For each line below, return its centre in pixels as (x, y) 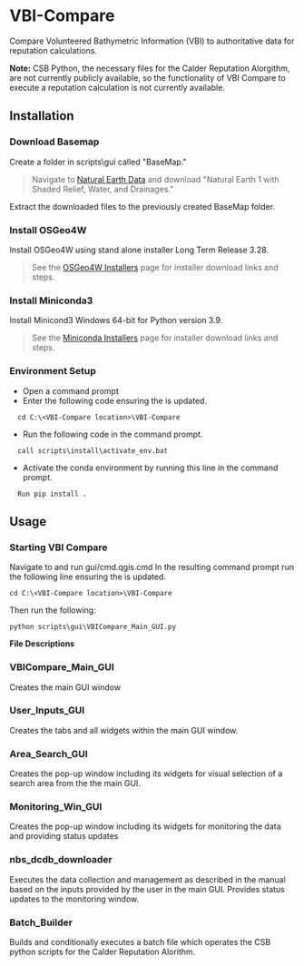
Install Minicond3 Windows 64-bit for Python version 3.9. (116, 320)
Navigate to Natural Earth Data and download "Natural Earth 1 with (155, 179)
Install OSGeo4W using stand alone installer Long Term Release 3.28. (139, 250)
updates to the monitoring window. (74, 899)
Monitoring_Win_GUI (56, 807)
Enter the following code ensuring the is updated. (114, 400)
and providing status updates (64, 836)
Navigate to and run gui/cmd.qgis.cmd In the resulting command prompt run (152, 567)
